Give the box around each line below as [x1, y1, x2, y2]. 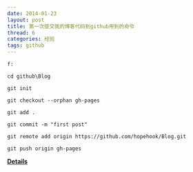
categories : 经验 [7, 36, 55, 43]
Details [7, 158, 28, 165]
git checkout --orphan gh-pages [7, 97, 100, 104]
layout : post [7, 17, 45, 23]
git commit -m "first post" [7, 121, 88, 128]
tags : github [7, 42, 45, 49]
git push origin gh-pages [7, 145, 81, 152]
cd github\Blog [7, 73, 51, 80]
